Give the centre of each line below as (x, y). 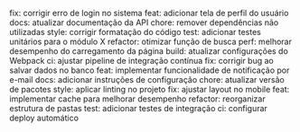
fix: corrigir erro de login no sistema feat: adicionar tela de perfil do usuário (149, 13)
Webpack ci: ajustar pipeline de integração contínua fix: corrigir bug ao (141, 61)
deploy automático (44, 118)
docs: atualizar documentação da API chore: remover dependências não (144, 22)
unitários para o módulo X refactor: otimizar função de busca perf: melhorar (150, 41)
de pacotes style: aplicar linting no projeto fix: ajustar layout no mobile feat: (150, 89)
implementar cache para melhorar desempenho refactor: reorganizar (137, 99)
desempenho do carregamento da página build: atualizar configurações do (149, 51)
